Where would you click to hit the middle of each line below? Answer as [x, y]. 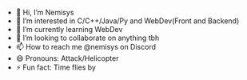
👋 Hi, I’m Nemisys [45, 12]
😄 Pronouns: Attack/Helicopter [67, 58]
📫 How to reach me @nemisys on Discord [86, 47]
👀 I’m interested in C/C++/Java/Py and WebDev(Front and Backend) [127, 21]
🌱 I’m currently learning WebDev [69, 29]
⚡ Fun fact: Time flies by [56, 67]
